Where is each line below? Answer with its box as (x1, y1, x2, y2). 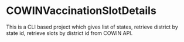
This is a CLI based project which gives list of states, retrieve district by (6, 23, 179, 30)
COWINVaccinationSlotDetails (6, 4, 156, 17)
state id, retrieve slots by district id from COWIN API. (6, 29, 133, 36)
